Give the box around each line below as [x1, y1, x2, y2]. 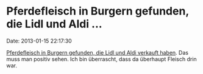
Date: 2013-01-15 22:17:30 [6, 37, 72, 44]
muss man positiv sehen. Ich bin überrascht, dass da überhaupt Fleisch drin [6, 55, 197, 62]
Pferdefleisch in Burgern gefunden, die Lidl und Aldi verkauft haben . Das [6, 49, 189, 56]
